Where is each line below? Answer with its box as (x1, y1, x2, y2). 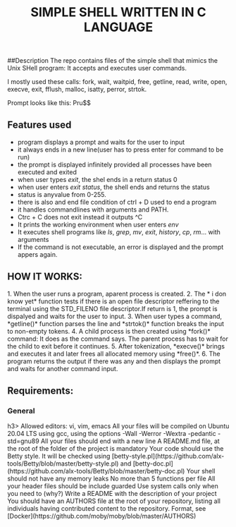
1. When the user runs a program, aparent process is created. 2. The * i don (7, 289, 227, 298)
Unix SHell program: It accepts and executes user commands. (7, 63, 187, 72)
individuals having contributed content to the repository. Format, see (7, 504, 206, 513)
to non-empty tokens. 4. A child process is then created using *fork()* (7, 327, 211, 335)
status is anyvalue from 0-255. (17, 190, 107, 198)
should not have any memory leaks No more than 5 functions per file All (7, 474, 216, 483)
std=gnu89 (7, 437, 40, 445)
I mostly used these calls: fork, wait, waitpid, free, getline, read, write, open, (7, 77, 228, 85)
